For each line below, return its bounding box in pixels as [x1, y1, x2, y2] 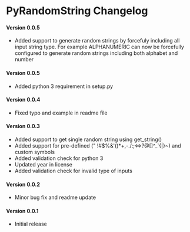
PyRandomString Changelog [6, 4, 148, 18]
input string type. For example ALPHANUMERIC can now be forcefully [14, 43, 184, 51]
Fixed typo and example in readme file [14, 109, 108, 116]
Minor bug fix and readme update [14, 194, 96, 201]
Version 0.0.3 [6, 123, 40, 130]
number [14, 56, 34, 63]
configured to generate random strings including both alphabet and [14, 50, 178, 57]
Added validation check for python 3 [14, 155, 104, 162]
